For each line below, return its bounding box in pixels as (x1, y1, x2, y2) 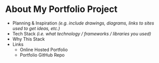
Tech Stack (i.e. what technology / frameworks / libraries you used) (12, 30, 152, 36)
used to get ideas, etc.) (12, 25, 60, 31)
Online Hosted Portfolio (19, 46, 68, 52)
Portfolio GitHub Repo (19, 51, 65, 58)
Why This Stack (12, 36, 45, 42)
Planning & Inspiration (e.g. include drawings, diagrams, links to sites (12, 20, 155, 26)
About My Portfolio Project (5, 3, 118, 15)
